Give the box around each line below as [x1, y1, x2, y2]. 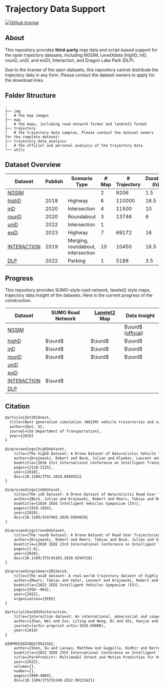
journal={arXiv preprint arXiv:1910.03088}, [14, 623, 106, 628]
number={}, [14, 668, 36, 673]
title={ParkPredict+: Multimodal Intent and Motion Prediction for [14, 655, 154, 660]
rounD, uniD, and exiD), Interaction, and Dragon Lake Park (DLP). [5, 57, 135, 63]
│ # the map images [5, 113, 49, 118]
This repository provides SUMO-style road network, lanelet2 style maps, [5, 287, 151, 293]
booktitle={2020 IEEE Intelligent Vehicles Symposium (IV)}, [14, 501, 141, 506]
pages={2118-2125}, [14, 465, 54, 470]
